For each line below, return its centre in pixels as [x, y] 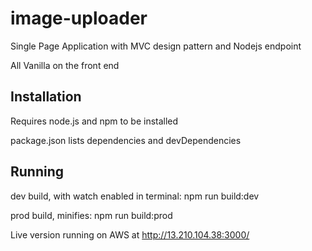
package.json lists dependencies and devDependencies [126, 140]
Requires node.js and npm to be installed [94, 121]
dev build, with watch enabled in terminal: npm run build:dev [135, 196]
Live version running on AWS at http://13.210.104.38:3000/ [130, 234]
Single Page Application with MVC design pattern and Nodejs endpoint [156, 46]
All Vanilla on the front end [65, 65]
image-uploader [79, 18]
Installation [46, 97]
